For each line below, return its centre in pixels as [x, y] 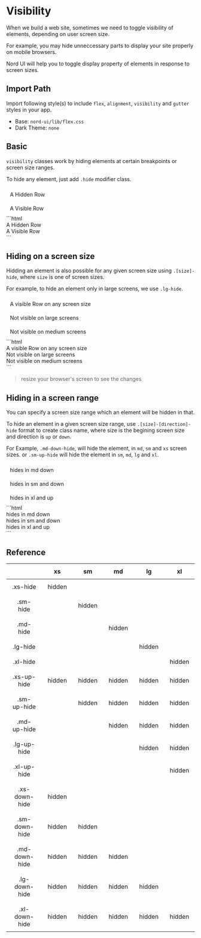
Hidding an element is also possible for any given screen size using [89, 270]
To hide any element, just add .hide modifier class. [69, 179]
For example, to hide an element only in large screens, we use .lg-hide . [95, 288]
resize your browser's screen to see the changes [81, 379]
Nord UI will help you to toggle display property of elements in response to [98, 64]
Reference [26, 552]
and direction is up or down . [39, 437]
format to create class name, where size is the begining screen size [101, 431]
